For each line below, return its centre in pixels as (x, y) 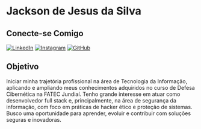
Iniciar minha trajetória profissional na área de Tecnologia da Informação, (97, 81)
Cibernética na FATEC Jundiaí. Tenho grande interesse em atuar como (93, 94)
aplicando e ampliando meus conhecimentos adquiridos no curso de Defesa (101, 87)
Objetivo (23, 67)
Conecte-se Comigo (45, 33)
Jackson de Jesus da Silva (74, 11)
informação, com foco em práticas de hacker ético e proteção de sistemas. (99, 107)
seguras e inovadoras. (34, 119)
